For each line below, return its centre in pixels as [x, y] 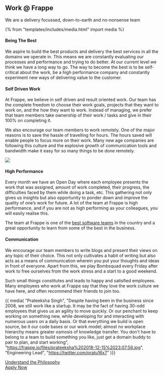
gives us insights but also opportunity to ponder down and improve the [76, 198]
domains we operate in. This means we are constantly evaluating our [74, 57]
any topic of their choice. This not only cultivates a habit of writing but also [80, 255]
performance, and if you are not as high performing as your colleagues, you [82, 208]
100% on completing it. [28, 121]
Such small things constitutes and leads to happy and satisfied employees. [80, 280]
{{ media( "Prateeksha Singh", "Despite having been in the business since [79, 300]
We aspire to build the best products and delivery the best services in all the [82, 51]
